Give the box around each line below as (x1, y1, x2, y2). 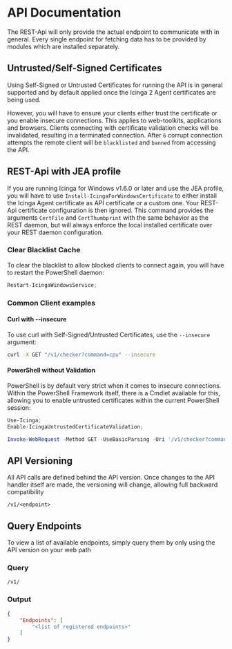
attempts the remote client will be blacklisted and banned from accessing (7, 138, 216, 147)
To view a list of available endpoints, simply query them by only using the (7, 538, 215, 547)
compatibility (7, 488, 44, 496)
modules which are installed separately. (7, 42, 120, 50)
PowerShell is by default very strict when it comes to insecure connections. (7, 382, 222, 390)
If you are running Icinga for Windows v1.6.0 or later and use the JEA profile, (7, 184, 224, 192)
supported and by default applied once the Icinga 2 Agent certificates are (7, 88, 216, 96)
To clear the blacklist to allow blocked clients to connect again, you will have (7, 261, 224, 269)
